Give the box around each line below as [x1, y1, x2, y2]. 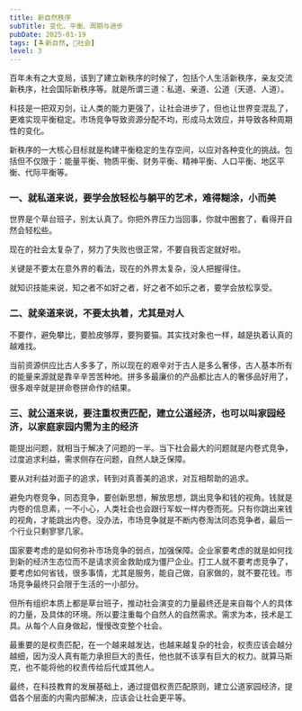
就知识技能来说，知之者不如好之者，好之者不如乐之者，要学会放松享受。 [9, 283, 277, 293]
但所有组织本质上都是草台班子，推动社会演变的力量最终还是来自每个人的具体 [9, 598, 293, 608]
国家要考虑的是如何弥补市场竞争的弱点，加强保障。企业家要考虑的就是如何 [9, 545, 285, 556]
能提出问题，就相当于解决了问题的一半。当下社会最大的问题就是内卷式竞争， [9, 443, 293, 454]
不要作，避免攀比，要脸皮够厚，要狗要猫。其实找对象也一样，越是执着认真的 [9, 329, 293, 340]
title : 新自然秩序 [9, 13, 72, 22]
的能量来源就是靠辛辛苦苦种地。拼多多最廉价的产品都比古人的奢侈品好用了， [9, 371, 293, 382]
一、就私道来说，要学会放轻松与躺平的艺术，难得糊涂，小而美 [9, 192, 277, 204]
